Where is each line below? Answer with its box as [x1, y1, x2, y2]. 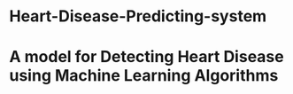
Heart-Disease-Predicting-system [9, 6, 267, 27]
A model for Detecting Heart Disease [9, 47, 285, 67]
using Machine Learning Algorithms [9, 66, 279, 86]
